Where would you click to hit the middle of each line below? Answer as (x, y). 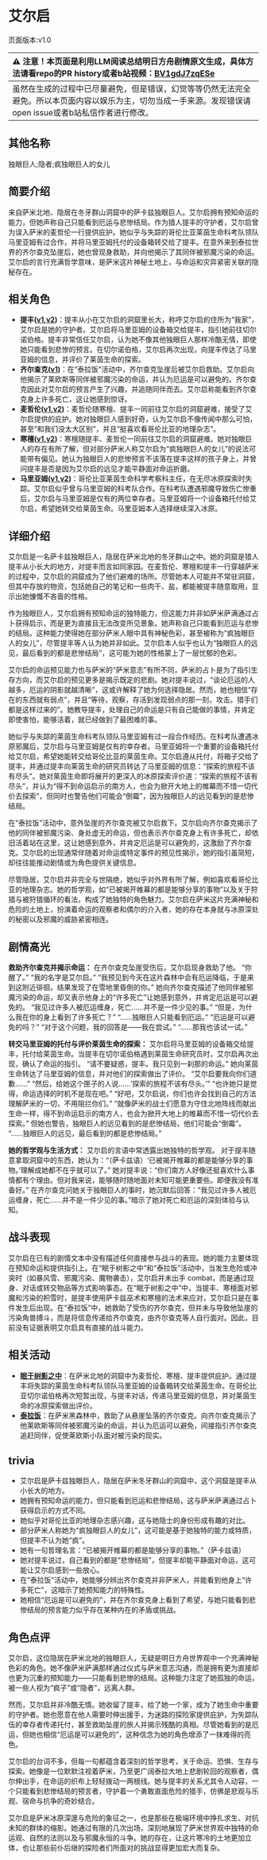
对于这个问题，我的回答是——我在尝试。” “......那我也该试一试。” (146, 1027)
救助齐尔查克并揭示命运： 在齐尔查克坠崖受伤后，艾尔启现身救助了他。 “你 (130, 967)
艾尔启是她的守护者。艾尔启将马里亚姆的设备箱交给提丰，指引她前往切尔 (138, 330)
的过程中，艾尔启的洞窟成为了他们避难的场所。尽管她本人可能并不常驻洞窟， (133, 576)
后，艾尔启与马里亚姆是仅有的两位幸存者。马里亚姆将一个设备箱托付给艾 (138, 498)
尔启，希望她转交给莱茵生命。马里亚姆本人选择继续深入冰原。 (121, 509)
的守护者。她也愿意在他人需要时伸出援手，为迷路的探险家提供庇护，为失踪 (130, 1715)
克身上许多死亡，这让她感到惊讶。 (75, 399)
